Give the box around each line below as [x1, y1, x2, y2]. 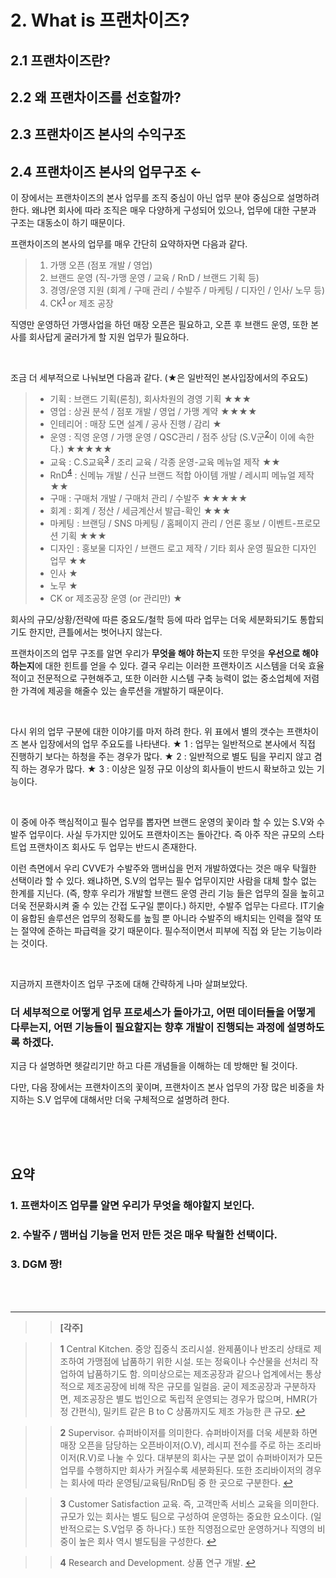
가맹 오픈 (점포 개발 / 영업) [49, 259, 153, 271]
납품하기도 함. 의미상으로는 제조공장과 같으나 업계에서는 [86, 1367, 303, 1380]
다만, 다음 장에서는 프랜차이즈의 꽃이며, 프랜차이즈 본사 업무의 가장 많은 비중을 [10, 1081, 315, 1093]
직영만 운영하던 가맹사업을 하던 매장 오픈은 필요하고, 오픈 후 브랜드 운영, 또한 [10, 318, 309, 330]
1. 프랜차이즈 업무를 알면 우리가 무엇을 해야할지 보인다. [10, 1199, 255, 1213]
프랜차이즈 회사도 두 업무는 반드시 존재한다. [28, 841, 198, 853]
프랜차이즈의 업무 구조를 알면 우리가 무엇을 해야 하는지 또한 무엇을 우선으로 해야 [10, 647, 319, 659]
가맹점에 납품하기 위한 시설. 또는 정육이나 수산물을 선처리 [86, 1355, 308, 1367]
